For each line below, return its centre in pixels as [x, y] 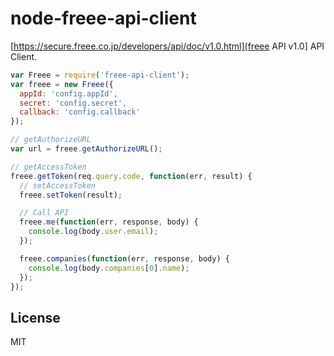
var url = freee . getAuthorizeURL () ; [86, 149]
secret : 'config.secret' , [73, 103]
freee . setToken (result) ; [71, 195]
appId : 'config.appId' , [68, 93]
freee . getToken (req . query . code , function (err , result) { [131, 176]
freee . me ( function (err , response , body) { [109, 222]
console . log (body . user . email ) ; [93, 232]
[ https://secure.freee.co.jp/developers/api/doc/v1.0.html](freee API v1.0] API [167, 46]
